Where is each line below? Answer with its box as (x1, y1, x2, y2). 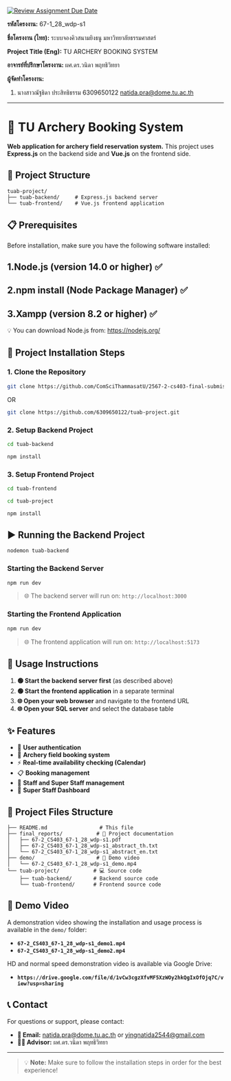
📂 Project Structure (7, 170, 91, 181)
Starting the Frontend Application (7, 609, 122, 619)
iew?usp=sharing (16, 980, 64, 987)
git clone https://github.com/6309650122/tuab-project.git (7, 409, 180, 416)
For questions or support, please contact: (7, 1017, 124, 1025)
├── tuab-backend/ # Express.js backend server (7, 194, 158, 201)
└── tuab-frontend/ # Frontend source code (19, 881, 162, 889)
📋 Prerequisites (7, 219, 78, 231)
